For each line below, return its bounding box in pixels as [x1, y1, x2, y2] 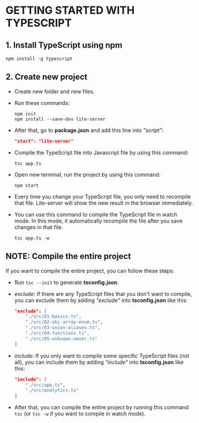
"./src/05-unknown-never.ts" [25, 335, 98, 342]
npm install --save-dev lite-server [14, 116, 106, 122]
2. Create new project [5, 72, 88, 82]
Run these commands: [14, 99, 70, 106]
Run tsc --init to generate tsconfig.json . [14, 279, 119, 286]
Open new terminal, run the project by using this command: [14, 171, 161, 178]
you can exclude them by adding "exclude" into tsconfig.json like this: [14, 297, 188, 304]
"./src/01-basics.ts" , [25, 314, 82, 320]
